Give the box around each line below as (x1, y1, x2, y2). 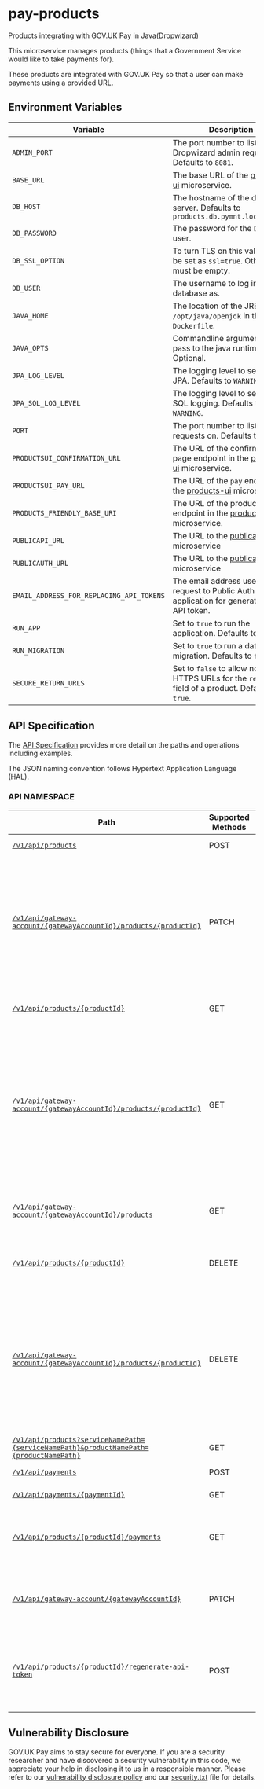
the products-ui (172, 485, 232, 496)
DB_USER (12, 284, 41, 292)
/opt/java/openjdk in (172, 310, 250, 321)
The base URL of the (172, 170, 249, 181)
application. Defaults (172, 627, 249, 638)
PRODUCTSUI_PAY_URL (12, 481, 85, 490)
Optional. (172, 352, 207, 363)
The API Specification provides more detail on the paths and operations (8, 740, 240, 749)
